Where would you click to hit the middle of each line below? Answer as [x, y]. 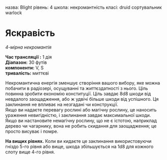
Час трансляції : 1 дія [29, 57]
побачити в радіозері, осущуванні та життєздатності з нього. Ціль [77, 88]
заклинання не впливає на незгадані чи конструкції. [62, 104]
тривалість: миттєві [27, 73]
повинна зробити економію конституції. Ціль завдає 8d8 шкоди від [78, 94]
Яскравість [30, 33]
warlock [14, 13]
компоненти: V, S [25, 67]
